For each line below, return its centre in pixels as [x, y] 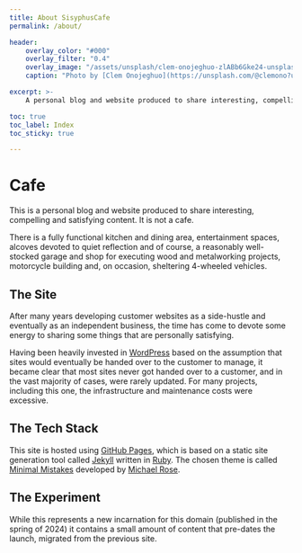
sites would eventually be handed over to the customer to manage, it [136, 362]
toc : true [28, 116]
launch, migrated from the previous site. [83, 538]
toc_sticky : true [42, 133]
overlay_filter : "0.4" [68, 59]
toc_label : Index [42, 125]
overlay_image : [54, 67]
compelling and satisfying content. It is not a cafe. [102, 220]
